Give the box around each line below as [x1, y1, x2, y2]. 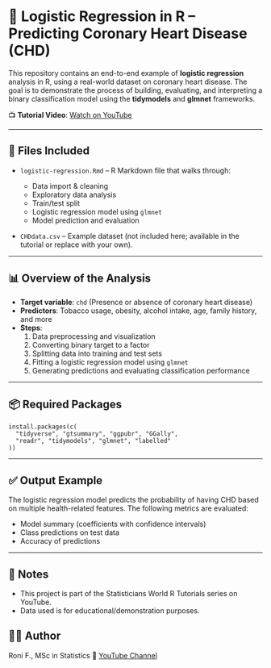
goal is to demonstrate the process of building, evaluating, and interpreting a [8, 85, 263, 95]
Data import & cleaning [31, 181, 109, 190]
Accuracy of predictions [19, 536, 101, 546]
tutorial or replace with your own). [19, 240, 133, 249]
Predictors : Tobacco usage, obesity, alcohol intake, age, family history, [19, 306, 257, 315]
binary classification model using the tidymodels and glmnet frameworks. [8, 94, 256, 103]
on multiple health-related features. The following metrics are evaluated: [8, 503, 248, 513]
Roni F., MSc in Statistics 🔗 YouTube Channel [8, 650, 157, 660]
